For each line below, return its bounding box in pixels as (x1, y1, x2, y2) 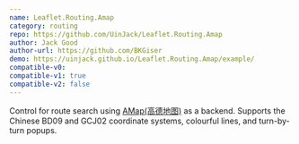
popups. (26, 124, 57, 135)
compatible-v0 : (9, 64, 66, 72)
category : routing (9, 21, 78, 30)
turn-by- (259, 115, 290, 126)
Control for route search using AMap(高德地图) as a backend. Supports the (9, 105, 286, 116)
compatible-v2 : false (9, 80, 91, 89)
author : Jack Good (9, 38, 78, 47)
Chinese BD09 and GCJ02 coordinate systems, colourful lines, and (9, 115, 258, 126)
